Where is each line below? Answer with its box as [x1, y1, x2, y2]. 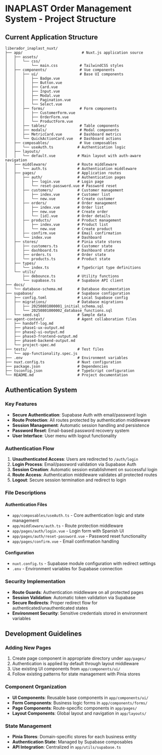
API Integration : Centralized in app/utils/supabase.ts [12, 744, 121, 750]
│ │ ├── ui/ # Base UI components [5, 72, 124, 77]
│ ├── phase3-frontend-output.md [5, 334, 78, 339]
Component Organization [5, 683, 67, 690]
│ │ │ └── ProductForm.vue [5, 119, 73, 124]
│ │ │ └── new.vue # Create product [5, 226, 113, 231]
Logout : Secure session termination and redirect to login [12, 477, 126, 483]
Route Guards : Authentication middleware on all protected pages [12, 589, 144, 595]
